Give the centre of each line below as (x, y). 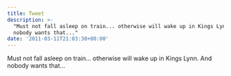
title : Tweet (26, 13)
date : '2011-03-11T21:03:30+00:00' (58, 39)
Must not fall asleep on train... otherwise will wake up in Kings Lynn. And (109, 58)
